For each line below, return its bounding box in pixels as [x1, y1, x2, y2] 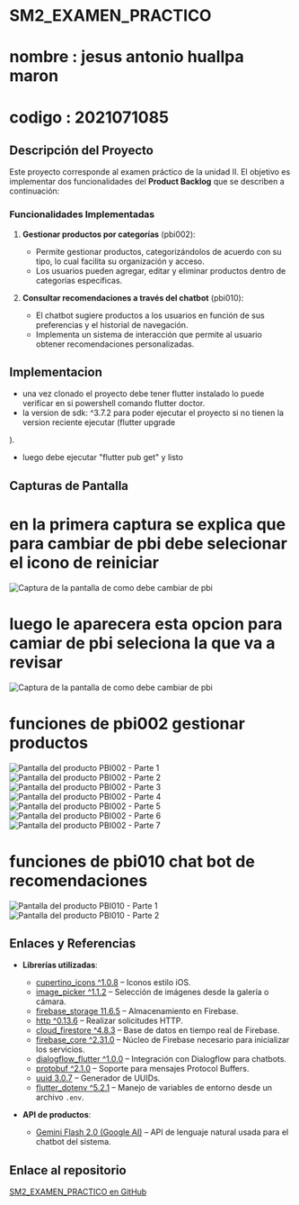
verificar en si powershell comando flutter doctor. [22, 398, 206, 409]
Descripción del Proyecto [9, 142, 154, 158]
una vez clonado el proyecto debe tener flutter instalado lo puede [22, 388, 265, 399]
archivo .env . [35, 1092, 84, 1103]
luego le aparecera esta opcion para [9, 614, 283, 634]
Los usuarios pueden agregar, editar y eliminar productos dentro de [35, 265, 286, 276]
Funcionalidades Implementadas [9, 208, 155, 221]
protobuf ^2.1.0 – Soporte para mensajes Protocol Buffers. [35, 1064, 250, 1074]
